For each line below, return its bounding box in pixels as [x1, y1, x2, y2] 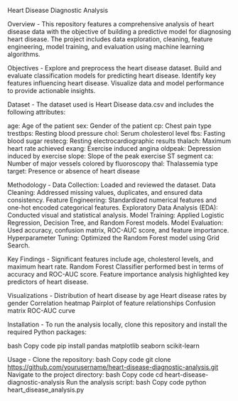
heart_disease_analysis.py [7, 385, 85, 394]
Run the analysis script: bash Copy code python [66, 378, 207, 386]
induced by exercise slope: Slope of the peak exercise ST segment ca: [7, 152, 214, 160]
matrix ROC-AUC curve [7, 306, 76, 315]
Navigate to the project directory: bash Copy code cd [7, 370, 163, 379]
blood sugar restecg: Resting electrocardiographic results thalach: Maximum [7, 137, 232, 145]
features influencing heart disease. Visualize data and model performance [7, 79, 225, 87]
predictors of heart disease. [7, 277, 89, 286]
